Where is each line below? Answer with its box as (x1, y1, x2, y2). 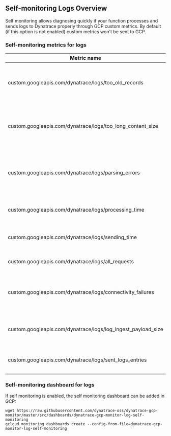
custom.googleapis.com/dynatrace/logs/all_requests (8, 258, 134, 265)
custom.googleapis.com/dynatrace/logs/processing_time (8, 206, 145, 214)
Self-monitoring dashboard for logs (5, 381, 95, 388)
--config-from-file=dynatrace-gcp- (87, 422, 163, 427)
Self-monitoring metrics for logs (5, 41, 87, 48)
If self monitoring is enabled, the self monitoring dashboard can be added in (5, 393, 164, 399)
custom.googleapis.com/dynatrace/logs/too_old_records (8, 79, 144, 86)
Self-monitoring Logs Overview (5, 4, 107, 13)
